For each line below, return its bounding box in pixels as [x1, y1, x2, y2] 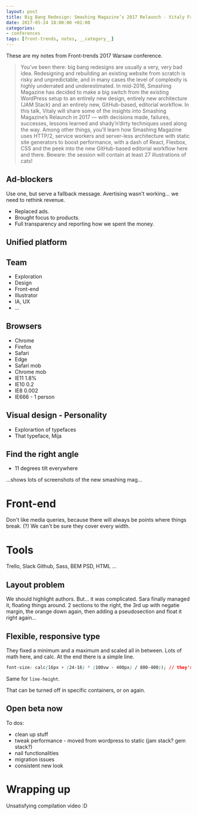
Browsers [6, 322, 42, 332]
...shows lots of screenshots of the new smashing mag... [6, 476, 142, 483]
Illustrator [14, 292, 38, 299]
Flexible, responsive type [6, 631, 100, 641]
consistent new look [14, 762, 63, 769]
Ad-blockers [6, 174, 53, 184]
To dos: [6, 719, 25, 726]
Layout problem [6, 579, 65, 589]
